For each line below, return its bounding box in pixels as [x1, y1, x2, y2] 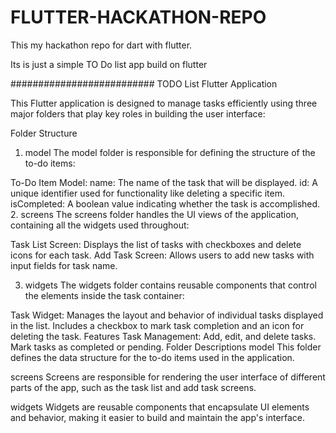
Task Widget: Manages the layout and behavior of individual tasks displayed [10, 309, 324, 321]
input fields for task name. [10, 259, 118, 271]
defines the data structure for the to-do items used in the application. [10, 351, 295, 363]
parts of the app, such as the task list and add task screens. [10, 381, 257, 393]
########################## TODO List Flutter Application [10, 77, 278, 90]
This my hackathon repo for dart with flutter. [10, 39, 193, 51]
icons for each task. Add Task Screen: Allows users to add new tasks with [10, 249, 315, 261]
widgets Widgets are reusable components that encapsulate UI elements [10, 401, 310, 413]
